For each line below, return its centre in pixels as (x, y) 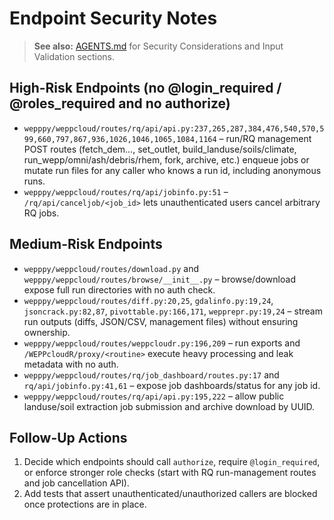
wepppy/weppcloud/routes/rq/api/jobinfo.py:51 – (126, 191)
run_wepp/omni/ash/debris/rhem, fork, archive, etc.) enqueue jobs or (166, 159)
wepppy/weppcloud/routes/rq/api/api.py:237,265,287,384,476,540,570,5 (174, 128)
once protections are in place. (85, 504)
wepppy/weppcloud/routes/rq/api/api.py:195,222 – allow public (154, 396)
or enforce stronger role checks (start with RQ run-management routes (170, 473)
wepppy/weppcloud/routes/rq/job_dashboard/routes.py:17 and (151, 374)
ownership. (47, 332)
